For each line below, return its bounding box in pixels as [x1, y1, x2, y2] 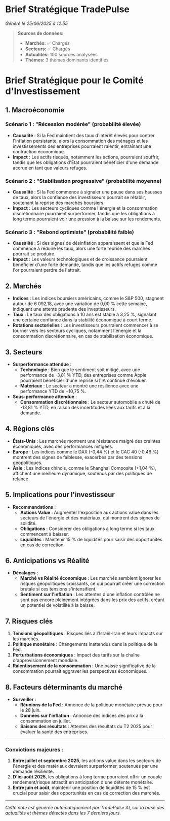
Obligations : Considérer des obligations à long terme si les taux [20, 526, 155, 532]
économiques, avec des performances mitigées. [12, 443, 114, 449]
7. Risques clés [5, 617, 53, 626]
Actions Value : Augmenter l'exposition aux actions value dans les [20, 509, 159, 515]
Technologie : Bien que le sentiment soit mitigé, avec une [20, 367, 141, 373]
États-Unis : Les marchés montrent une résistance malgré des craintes [12, 438, 161, 444]
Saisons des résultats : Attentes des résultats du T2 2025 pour [20, 724, 153, 730]
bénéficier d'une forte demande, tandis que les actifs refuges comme [12, 261, 158, 268]
